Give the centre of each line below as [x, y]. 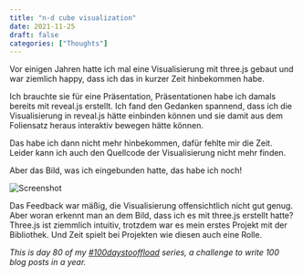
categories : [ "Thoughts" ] [58, 43]
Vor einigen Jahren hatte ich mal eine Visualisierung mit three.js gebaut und [151, 69]
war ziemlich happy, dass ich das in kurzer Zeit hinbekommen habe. [137, 79]
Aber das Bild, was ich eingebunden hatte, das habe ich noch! [126, 170]
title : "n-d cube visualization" [73, 18]
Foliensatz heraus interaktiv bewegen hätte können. [106, 126]
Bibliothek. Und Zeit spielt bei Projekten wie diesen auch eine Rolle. [136, 235]
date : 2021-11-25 [42, 26]
